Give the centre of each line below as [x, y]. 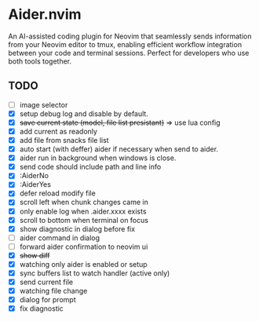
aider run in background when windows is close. [98, 158]
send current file [46, 282]
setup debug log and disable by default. [84, 113]
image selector [44, 104]
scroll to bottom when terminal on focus [84, 220]
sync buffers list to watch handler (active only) [95, 273]
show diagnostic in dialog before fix [77, 228]
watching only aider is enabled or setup [83, 264]
